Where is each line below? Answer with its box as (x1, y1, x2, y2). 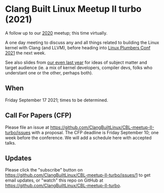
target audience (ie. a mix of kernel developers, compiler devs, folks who (5, 65, 153, 71)
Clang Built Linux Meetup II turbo (5, 3, 142, 15)
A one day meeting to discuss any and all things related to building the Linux (5, 39, 160, 45)
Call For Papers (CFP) (5, 111, 72, 120)
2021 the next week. (5, 50, 46, 56)
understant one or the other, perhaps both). (5, 70, 93, 75)
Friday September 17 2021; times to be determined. (5, 97, 109, 103)
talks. (5, 140, 16, 145)
